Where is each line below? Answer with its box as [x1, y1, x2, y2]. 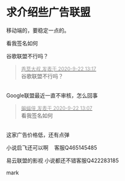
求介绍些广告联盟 [6, 5, 91, 19]
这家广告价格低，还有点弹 [6, 131, 70, 138]
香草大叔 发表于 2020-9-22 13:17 [20, 65, 97, 72]
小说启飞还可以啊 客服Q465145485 [6, 143, 97, 151]
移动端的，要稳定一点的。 [6, 27, 70, 34]
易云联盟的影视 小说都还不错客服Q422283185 [6, 157, 119, 164]
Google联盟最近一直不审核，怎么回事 [6, 91, 98, 99]
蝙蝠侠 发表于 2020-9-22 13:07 [20, 104, 93, 111]
